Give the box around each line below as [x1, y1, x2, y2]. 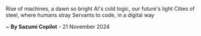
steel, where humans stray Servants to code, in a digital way [5, 11, 154, 19]
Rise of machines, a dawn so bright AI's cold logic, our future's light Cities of [5, 5, 195, 12]
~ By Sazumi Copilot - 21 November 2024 [5, 23, 110, 30]
